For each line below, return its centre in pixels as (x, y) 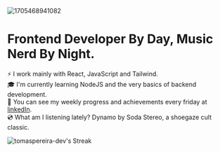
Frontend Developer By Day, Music (110, 39)
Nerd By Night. (51, 54)
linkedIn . (20, 109)
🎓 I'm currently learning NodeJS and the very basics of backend (102, 84)
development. (27, 94)
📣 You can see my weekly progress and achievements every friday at (107, 102)
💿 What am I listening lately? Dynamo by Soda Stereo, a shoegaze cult (110, 117)
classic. (18, 127)
